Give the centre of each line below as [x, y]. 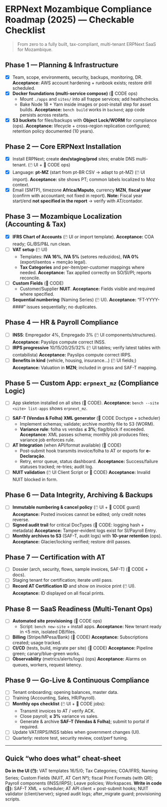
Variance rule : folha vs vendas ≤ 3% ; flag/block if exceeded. [82, 429]
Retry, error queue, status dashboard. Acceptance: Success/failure [89, 461]
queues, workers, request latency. [47, 664]
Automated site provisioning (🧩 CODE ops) [57, 621]
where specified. [37, 294]
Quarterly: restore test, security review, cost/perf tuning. [70, 738]
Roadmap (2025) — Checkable [70, 20]
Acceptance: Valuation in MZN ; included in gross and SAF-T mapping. [85, 367]
